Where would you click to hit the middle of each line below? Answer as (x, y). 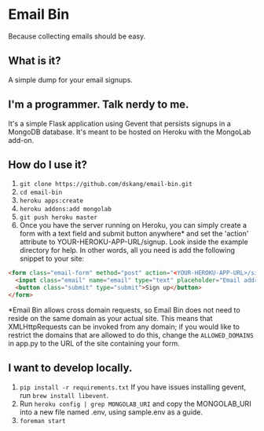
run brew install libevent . (64, 395)
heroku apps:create (51, 201)
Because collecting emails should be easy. (77, 36)
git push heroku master (59, 217)
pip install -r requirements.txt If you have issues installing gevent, (132, 387)
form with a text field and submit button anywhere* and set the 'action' (134, 234)
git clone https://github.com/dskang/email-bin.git (106, 184)
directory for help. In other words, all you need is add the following (127, 250)
